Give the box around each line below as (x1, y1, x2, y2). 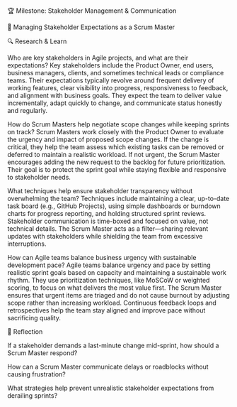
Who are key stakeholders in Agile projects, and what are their (7, 53, 189, 62)
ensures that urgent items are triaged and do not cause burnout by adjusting (7, 291, 230, 299)
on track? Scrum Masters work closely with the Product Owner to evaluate (7, 128, 224, 136)
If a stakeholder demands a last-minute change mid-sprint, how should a (7, 341, 219, 349)
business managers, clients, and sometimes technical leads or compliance (7, 69, 224, 77)
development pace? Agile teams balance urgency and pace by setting (7, 261, 211, 269)
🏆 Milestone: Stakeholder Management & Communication (7, 6, 177, 15)
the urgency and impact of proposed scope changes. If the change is (7, 135, 209, 143)
